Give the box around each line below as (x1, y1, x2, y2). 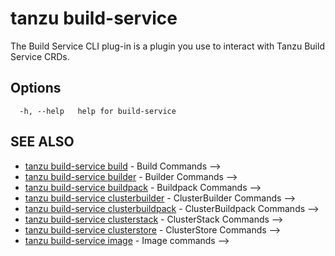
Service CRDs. (10, 50, 70, 62)
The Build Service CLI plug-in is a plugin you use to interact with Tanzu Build (10, 40, 325, 52)
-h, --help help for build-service (19, 106, 177, 116)
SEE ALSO (10, 133, 75, 151)
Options (10, 80, 62, 97)
